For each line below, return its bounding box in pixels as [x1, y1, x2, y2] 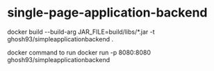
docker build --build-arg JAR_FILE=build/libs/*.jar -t [7, 28, 155, 36]
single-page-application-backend [7, 5, 208, 21]
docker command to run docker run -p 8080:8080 [7, 48, 151, 57]
